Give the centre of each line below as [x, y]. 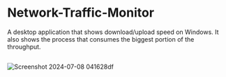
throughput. [24, 46]
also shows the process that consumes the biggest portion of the [101, 39]
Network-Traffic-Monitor [81, 13]
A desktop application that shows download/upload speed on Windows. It [113, 32]
